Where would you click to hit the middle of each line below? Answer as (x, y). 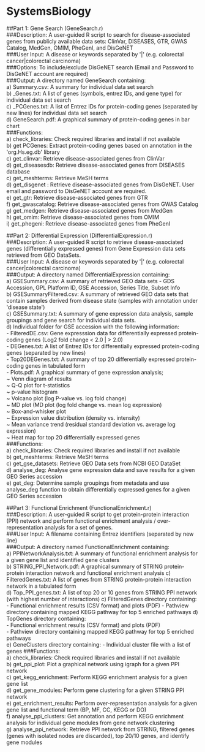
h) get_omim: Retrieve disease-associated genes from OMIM (83, 217)
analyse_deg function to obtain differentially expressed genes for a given (98, 489)
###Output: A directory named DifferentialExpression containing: (88, 275)
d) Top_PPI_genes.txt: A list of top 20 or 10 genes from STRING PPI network (102, 592)
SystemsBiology (49, 11)
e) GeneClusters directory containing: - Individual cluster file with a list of (99, 644)
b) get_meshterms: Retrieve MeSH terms (58, 457)
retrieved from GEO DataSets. (44, 255)
